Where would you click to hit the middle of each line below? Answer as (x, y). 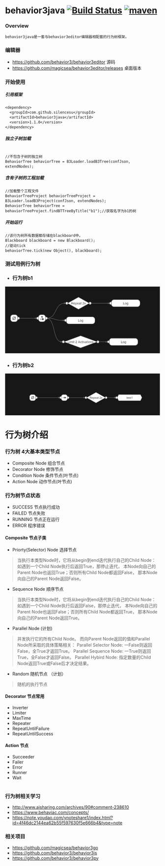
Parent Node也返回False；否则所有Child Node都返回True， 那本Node (87, 611)
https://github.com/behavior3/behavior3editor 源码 (64, 62)
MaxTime (21, 718)
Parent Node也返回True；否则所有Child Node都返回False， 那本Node (87, 572)
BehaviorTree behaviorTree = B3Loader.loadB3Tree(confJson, (68, 161)
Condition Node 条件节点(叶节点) (45, 475)
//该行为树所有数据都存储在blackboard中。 (44, 235)
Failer (18, 762)
